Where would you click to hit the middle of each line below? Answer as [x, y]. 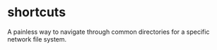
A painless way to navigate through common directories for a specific [108, 32]
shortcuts [36, 12]
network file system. [37, 39]
